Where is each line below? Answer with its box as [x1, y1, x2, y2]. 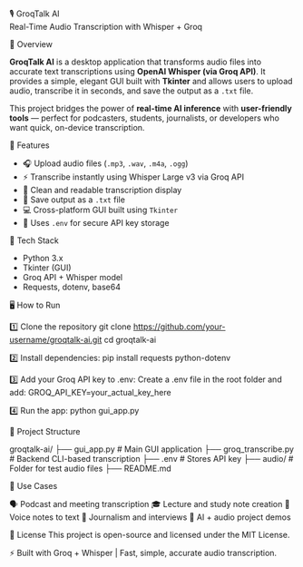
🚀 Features [9, 140, 50, 151]
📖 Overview [9, 39, 53, 49]
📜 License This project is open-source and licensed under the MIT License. [9, 530, 290, 540]
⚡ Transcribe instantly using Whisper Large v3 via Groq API [22, 171, 245, 182]
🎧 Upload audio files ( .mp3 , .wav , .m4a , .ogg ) [22, 158, 189, 169]
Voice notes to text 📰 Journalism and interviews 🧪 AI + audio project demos [9, 512, 292, 523]
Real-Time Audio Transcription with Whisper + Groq [9, 22, 202, 32]
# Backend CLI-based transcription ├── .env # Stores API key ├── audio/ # [9, 454, 294, 464]
